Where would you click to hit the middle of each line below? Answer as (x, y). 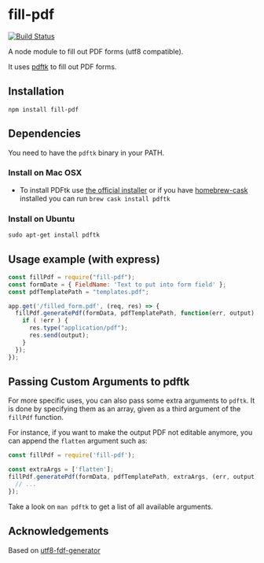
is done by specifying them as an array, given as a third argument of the (125, 409)
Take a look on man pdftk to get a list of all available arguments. (111, 506)
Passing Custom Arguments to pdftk (99, 382)
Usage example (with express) (84, 259)
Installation (36, 92)
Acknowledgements (59, 531)
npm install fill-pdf (44, 109)
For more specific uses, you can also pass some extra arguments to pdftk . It (132, 401)
